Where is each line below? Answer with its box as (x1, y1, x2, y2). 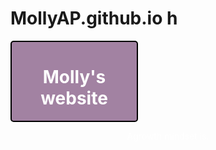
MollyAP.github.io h (10, 7, 178, 30)
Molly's (42, 66, 107, 89)
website (40, 87, 108, 110)
